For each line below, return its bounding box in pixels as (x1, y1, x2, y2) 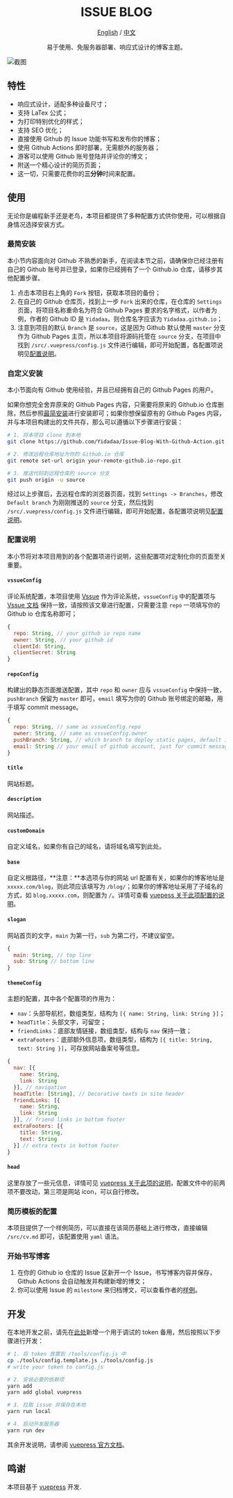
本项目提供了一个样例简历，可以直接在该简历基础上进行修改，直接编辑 (7, 1223, 208, 1232)
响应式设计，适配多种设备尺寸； (17, 99, 109, 108)
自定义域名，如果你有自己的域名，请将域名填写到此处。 (7, 843, 165, 851)
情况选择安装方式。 (12, 220, 68, 228)
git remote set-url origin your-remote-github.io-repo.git (7, 457, 182, 464)
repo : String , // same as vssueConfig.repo (13, 724, 141, 731)
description (7, 796, 42, 803)
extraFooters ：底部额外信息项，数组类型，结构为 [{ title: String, (17, 1035, 213, 1044)
